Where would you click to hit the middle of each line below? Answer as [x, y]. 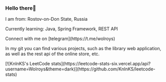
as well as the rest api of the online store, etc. [52, 54]
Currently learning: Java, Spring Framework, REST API [62, 29]
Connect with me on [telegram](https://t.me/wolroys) [60, 39]
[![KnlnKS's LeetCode [28, 64]
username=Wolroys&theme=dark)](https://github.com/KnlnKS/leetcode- [80, 69]
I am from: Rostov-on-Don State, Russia [46, 19]
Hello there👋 [21, 8]
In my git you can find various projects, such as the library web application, [83, 49]
